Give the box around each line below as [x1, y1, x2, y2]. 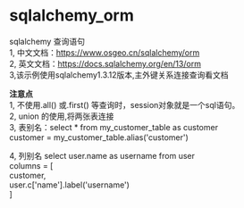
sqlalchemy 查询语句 [9, 36, 85, 46]
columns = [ [9, 160, 54, 171]
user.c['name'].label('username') [9, 179, 130, 190]
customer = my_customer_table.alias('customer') [9, 131, 189, 143]
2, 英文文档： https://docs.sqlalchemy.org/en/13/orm [9, 58, 201, 69]
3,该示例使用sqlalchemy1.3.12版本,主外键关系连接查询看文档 [9, 69, 230, 80]
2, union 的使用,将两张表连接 [9, 111, 114, 121]
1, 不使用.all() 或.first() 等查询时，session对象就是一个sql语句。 [9, 99, 240, 110]
